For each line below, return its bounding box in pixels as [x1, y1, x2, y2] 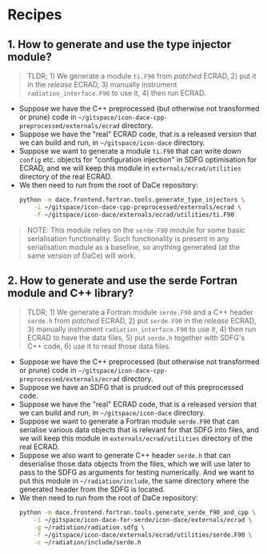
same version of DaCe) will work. [26, 251, 137, 260]
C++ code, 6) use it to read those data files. [26, 342, 171, 351]
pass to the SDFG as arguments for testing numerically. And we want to [18, 468, 255, 477]
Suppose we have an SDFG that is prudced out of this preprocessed [18, 383, 244, 392]
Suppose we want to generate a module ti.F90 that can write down [18, 147, 241, 155]
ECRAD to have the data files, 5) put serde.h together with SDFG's [26, 333, 245, 343]
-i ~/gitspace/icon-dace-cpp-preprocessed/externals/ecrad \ [34, 203, 241, 211]
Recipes [7, 6, 62, 24]
